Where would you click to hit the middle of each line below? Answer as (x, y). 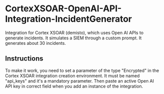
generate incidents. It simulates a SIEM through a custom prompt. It (73, 38)
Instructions (24, 59)
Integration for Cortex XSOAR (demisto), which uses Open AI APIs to (74, 32)
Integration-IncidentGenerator (68, 19)
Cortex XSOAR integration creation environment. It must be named (72, 76)
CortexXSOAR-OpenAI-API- (63, 9)
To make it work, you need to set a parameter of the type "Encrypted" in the (82, 70)
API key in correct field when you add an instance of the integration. (74, 86)
